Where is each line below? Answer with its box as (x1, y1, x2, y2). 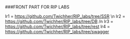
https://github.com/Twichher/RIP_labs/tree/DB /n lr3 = (5, 19, 113, 24)
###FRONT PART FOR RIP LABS (5, 4, 70, 10)
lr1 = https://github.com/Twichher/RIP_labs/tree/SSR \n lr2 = (5, 13, 126, 19)
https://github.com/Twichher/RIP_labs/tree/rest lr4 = (5, 24, 111, 29)
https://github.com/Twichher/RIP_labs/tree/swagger (5, 29, 110, 34)
